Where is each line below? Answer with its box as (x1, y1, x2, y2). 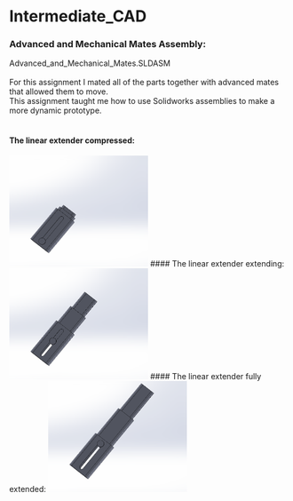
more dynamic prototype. (9, 105, 102, 116)
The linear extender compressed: (9, 135, 135, 146)
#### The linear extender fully (149, 370, 262, 381)
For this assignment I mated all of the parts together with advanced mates (9, 77, 280, 88)
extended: (9, 483, 46, 494)
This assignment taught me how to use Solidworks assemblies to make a (9, 96, 275, 107)
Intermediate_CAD (9, 6, 147, 27)
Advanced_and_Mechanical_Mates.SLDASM (9, 58, 171, 68)
